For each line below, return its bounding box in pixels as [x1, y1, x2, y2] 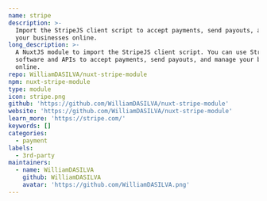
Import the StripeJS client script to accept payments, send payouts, [15, 26, 254, 34]
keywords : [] [8, 122, 52, 130]
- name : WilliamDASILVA [15, 166, 94, 174]
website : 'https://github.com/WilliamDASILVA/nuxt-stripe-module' [8, 108, 233, 116]
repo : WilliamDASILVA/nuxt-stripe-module [8, 70, 148, 78]
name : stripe [8, 11, 52, 20]
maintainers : [8, 159, 52, 167]
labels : [8, 144, 34, 152]
